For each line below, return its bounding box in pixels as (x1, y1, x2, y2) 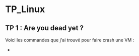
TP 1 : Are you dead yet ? (5, 24, 84, 32)
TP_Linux (5, 4, 45, 15)
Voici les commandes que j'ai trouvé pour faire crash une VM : (5, 37, 134, 43)
